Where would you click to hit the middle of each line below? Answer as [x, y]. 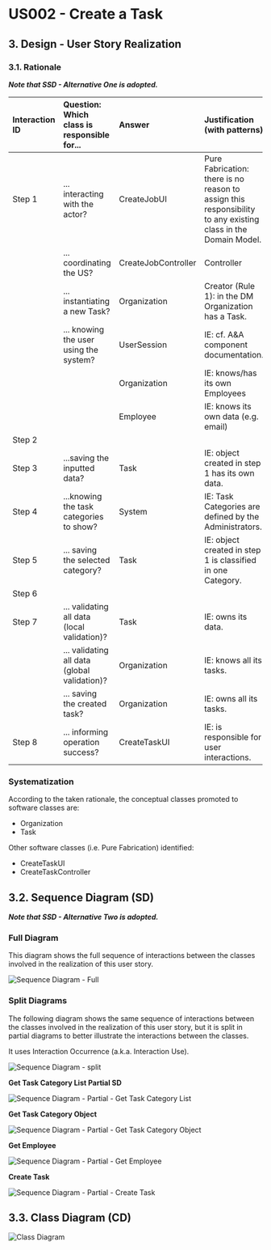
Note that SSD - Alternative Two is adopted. [83, 917]
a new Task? [87, 311]
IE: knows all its [233, 660]
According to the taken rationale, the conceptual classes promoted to [123, 799]
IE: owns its [226, 617]
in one [216, 570]
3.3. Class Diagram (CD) [70, 1217]
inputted [79, 468]
